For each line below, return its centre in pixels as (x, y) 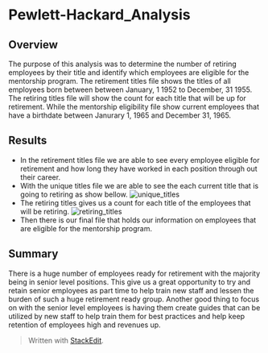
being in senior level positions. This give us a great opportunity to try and (130, 282)
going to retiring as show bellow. (74, 194)
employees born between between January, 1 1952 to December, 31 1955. (130, 89)
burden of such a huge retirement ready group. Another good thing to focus (134, 299)
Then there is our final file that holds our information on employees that (138, 220)
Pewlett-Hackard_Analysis (99, 15)
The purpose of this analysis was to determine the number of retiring (123, 64)
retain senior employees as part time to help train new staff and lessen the (132, 290)
